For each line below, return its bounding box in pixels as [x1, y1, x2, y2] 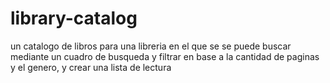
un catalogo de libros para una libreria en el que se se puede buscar [10, 40, 292, 52]
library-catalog [10, 7, 138, 30]
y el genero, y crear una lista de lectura [10, 61, 172, 73]
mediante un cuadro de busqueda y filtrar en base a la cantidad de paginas [10, 50, 320, 62]
